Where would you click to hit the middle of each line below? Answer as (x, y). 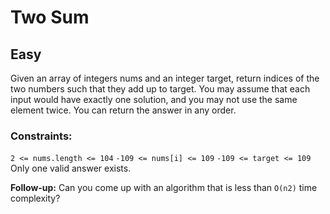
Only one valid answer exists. (71, 168)
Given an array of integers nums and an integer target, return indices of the (165, 78)
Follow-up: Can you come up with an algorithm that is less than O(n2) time (164, 188)
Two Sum (50, 17)
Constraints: (41, 136)
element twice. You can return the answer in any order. (123, 110)
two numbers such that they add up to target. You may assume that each (160, 89)
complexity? (35, 198)
